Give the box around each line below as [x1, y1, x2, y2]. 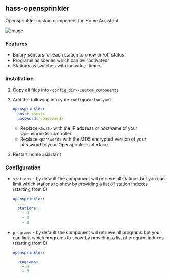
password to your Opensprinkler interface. [20, 142, 109, 148]
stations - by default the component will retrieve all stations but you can [12, 176, 165, 182]
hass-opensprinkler [5, 4, 70, 13]
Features [5, 40, 28, 47]
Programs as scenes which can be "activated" [12, 57, 110, 63]
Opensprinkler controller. [20, 131, 73, 137]
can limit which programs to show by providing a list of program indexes [12, 234, 164, 241]
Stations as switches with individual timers [12, 63, 102, 69]
